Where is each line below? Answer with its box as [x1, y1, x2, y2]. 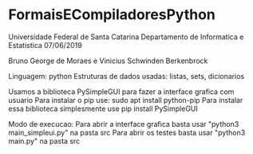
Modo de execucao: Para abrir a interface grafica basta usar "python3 [8, 119, 239, 128]
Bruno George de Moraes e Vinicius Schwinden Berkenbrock [8, 56, 208, 65]
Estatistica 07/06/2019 [8, 40, 82, 49]
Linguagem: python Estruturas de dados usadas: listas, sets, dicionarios [8, 71, 245, 81]
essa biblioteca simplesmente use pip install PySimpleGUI [8, 104, 198, 113]
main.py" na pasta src [8, 136, 81, 145]
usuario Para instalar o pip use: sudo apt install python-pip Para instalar [8, 95, 243, 105]
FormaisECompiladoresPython [8, 6, 215, 24]
